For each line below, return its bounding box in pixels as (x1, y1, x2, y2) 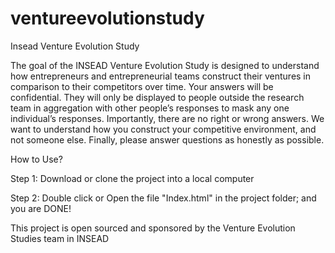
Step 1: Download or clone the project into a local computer (10, 172, 255, 184)
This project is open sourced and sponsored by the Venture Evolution (10, 222, 296, 234)
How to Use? (10, 153, 63, 165)
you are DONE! (10, 202, 72, 214)
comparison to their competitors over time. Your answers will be (10, 80, 274, 92)
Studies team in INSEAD (10, 232, 110, 244)
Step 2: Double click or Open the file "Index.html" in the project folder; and (10, 192, 317, 204)
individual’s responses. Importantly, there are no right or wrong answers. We (10, 112, 325, 124)
